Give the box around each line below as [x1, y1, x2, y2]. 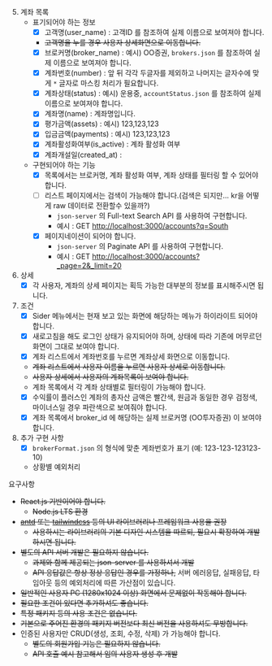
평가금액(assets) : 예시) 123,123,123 [44, 119, 160, 128]
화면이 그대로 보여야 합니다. [32, 341, 119, 351]
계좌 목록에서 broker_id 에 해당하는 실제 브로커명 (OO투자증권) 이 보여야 [32, 413, 262, 423]
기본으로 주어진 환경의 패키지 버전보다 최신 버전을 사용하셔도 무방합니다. [19, 619, 248, 629]
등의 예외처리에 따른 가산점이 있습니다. [54, 578, 176, 588]
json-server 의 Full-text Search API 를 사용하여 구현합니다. [56, 211, 248, 220]
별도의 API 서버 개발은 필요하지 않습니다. [19, 547, 149, 557]
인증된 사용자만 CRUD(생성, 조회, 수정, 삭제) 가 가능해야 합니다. [19, 629, 221, 638]
